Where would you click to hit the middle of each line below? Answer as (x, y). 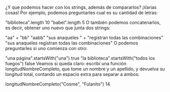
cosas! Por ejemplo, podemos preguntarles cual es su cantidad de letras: (82, 13)
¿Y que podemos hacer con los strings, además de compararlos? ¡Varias (81, 7)
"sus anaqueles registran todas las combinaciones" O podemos (72, 43)
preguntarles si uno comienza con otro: (46, 48)
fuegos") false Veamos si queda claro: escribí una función (66, 63)
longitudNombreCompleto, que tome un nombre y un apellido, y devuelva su (85, 69)
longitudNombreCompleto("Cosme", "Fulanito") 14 (58, 84)
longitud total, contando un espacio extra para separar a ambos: (72, 74)
